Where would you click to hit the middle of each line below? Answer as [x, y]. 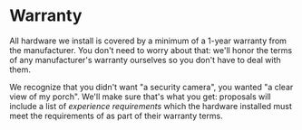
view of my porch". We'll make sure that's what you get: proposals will [140, 97]
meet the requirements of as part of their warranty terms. [117, 116]
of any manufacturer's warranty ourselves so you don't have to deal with [145, 60]
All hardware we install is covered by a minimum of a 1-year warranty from [148, 41]
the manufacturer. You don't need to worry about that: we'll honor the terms [151, 50]
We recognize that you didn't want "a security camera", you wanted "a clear [151, 87]
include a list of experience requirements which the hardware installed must [151, 106]
